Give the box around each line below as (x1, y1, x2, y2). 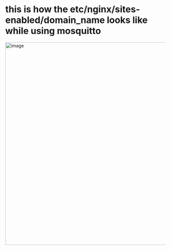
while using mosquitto (5, 25, 101, 37)
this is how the (5, 4, 68, 15)
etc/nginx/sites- (70, 4, 140, 15)
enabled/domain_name (5, 14, 105, 26)
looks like (106, 14, 148, 26)
